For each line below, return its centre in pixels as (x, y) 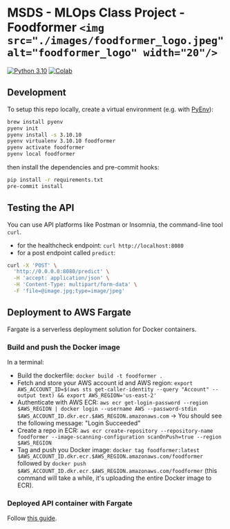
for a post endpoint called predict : (66, 252)
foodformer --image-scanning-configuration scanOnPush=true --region (119, 437)
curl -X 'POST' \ (32, 265)
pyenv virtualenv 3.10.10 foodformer (61, 141)
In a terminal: (26, 362)
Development (37, 92)
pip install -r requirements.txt (55, 180)
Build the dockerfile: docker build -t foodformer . (90, 375)
